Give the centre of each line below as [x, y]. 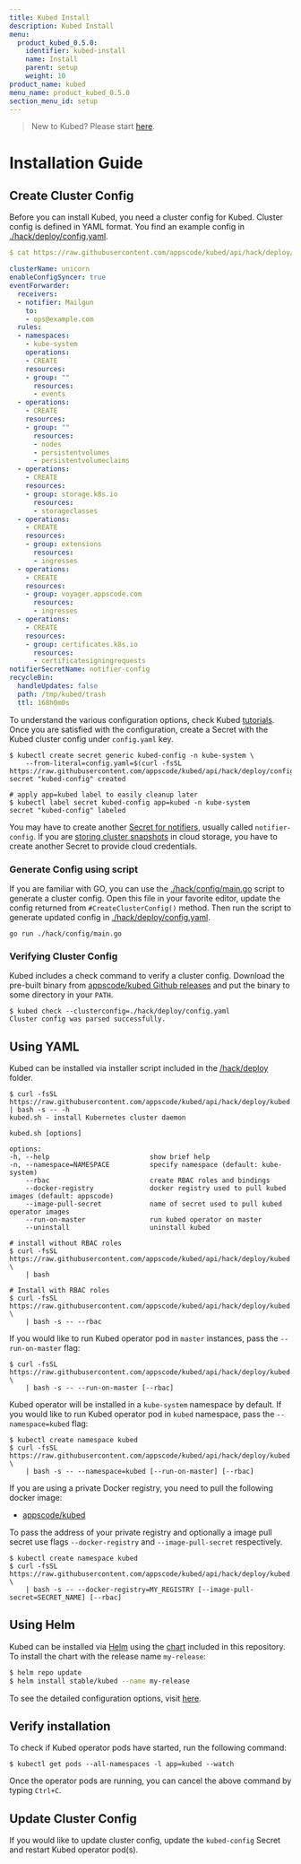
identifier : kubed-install [76, 51]
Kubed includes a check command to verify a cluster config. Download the [147, 976]
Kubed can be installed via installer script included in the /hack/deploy [139, 1068]
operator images [39, 1212]
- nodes [47, 444]
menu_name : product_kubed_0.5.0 [69, 92]
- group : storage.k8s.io [72, 494]
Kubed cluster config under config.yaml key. [91, 739]
